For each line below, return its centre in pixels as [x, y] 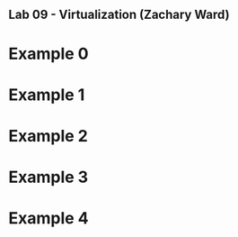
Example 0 [48, 54]
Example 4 [48, 219]
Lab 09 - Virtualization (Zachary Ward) [119, 15]
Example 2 [48, 136]
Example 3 [48, 177]
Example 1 [47, 95]
